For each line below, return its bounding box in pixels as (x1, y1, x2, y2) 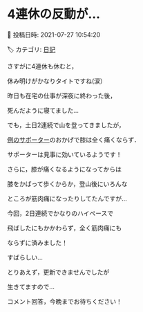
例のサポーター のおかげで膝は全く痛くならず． (7, 136, 140, 144)
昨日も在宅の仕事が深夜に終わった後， (7, 91, 116, 100)
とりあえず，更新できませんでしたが (7, 268, 110, 276)
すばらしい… (7, 253, 44, 261)
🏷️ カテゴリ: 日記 (7, 45, 56, 53)
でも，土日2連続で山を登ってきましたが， (7, 120, 126, 129)
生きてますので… (7, 282, 55, 291)
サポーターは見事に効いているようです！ (7, 150, 122, 158)
